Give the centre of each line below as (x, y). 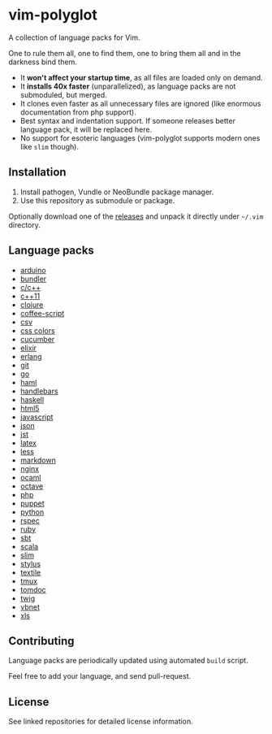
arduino (33, 270)
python (32, 512)
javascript (37, 417)
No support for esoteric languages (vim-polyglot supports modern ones (140, 138)
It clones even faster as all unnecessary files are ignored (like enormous (140, 103)
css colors (37, 330)
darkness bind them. (43, 62)
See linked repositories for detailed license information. (101, 722)
